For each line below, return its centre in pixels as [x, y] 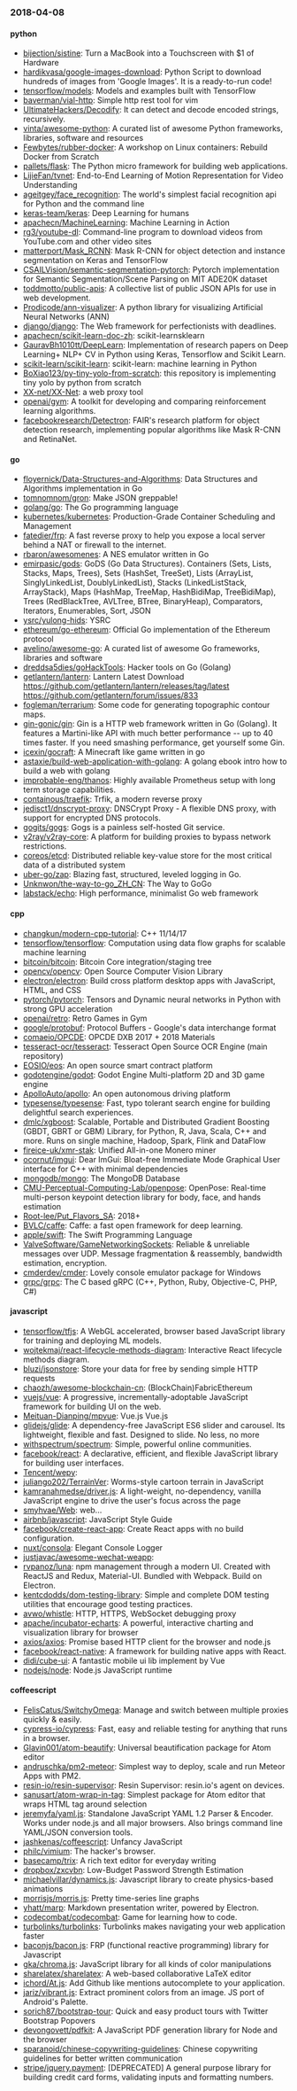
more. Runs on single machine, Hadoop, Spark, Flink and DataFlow [144, 1140]
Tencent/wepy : [50, 1472]
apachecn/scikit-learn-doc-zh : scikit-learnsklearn [114, 336]
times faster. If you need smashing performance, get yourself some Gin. [154, 742]
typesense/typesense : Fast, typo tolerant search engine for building [146, 1103]
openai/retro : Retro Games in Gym [85, 1018]
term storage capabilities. [69, 789]
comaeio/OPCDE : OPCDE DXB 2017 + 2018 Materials [119, 1037]
